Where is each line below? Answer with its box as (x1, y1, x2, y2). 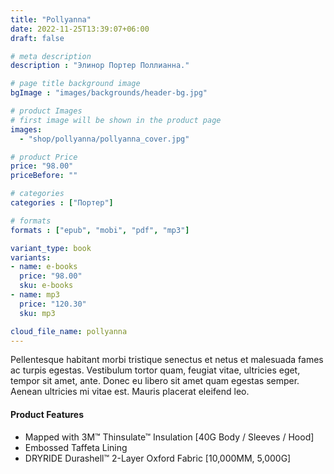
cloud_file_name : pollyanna (10, 326, 128, 336)
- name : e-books (10, 262, 78, 272)
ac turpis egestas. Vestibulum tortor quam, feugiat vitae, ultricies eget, (10, 364, 301, 376)
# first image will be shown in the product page (10, 115, 222, 125)
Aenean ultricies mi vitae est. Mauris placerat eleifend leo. (10, 386, 250, 398)
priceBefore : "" (10, 171, 78, 181)
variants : (10, 252, 52, 263)
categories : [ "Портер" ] (10, 198, 114, 208)
